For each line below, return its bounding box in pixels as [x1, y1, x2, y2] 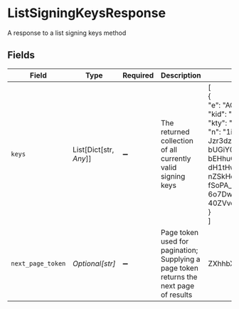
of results [160, 290, 193, 300]
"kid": [208, 109, 227, 119]
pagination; [160, 245, 198, 255]
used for [160, 236, 189, 246]
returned [160, 127, 190, 137]
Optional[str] [72, 258, 116, 268]
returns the [160, 272, 198, 282]
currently [160, 153, 191, 163]
